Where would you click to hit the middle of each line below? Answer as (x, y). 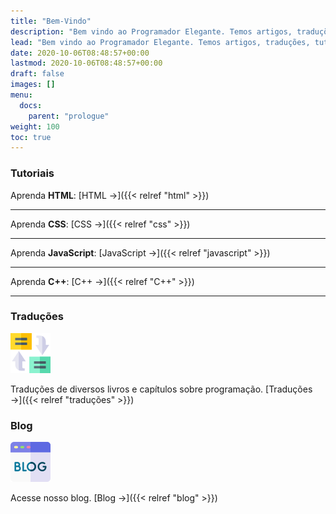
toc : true (31, 137)
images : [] (33, 85)
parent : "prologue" (69, 116)
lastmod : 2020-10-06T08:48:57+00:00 (86, 63)
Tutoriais (32, 173)
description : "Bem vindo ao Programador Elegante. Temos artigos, (151, 31)
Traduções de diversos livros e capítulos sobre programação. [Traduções (161, 389)
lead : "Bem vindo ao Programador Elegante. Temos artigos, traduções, (160, 42)
